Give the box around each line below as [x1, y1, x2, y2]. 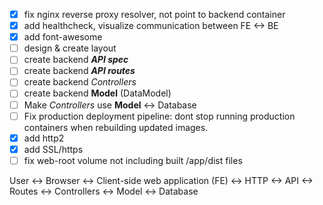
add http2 [23, 132, 65, 144]
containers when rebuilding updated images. [23, 121, 209, 133]
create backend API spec [23, 54, 129, 66]
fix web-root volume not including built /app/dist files [23, 154, 243, 166]
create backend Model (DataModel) [23, 87, 172, 99]
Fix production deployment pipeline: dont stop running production [23, 110, 296, 122]
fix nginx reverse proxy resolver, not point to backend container [23, 9, 286, 20]
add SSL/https [23, 143, 84, 155]
